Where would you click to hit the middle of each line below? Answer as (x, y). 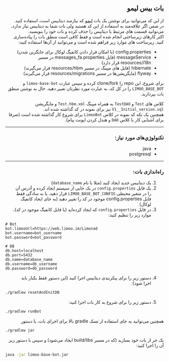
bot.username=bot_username (33, 233)
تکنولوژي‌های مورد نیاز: (139, 138)
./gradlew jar (20, 331)
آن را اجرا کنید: (150, 345)
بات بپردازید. (152, 94)
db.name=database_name (29, 260)
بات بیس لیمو (145, 8)
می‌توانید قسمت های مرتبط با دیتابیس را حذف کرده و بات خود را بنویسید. (96, 31)
